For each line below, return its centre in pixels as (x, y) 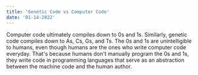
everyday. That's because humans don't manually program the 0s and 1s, (98, 53)
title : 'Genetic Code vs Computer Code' (58, 12)
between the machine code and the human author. (69, 66)
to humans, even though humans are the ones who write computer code (96, 47)
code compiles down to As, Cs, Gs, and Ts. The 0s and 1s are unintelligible (99, 41)
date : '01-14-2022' (31, 17)
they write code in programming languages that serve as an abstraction (95, 60)
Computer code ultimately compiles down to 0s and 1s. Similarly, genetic (97, 34)
